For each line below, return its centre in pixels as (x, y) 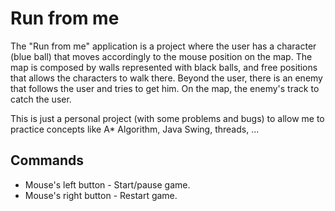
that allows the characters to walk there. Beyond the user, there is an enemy (166, 78)
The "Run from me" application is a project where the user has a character (163, 46)
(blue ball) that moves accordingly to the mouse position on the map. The (161, 56)
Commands (47, 160)
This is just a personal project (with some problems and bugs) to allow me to (167, 118)
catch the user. (41, 99)
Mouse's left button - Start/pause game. (107, 184)
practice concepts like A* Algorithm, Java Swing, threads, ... (135, 129)
